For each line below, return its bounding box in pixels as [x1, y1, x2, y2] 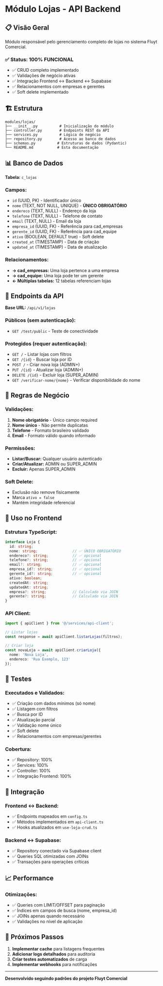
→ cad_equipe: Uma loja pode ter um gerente [12, 272, 104, 278]
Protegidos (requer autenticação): [5, 340, 87, 347]
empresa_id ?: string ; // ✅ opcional [9, 567, 102, 572]
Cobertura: [5, 746, 32, 753]
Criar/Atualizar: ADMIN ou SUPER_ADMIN [12, 461, 97, 466]
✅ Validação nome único [12, 722, 62, 728]
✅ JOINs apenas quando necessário [12, 913, 85, 919]
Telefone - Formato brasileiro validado [12, 427, 89, 433]
